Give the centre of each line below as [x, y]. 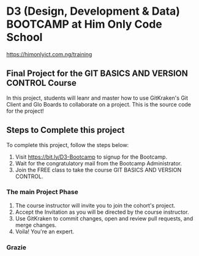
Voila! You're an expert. [45, 232]
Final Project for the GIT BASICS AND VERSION [97, 74]
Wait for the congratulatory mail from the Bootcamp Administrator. [99, 163]
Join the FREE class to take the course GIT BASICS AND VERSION [98, 170]
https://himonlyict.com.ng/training [49, 54]
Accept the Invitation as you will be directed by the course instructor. [102, 212]
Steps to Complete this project [66, 130]
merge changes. [36, 225]
